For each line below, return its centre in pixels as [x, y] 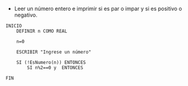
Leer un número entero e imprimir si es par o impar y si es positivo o [98, 9]
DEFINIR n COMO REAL [42, 31]
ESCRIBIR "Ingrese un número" [54, 52]
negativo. [26, 15]
